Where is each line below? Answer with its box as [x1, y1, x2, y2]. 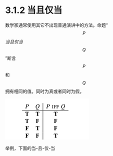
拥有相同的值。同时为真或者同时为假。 [5, 88, 84, 94]
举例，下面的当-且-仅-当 [5, 145, 55, 151]
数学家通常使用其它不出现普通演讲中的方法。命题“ [5, 22, 108, 28]
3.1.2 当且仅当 [5, 4, 62, 16]
